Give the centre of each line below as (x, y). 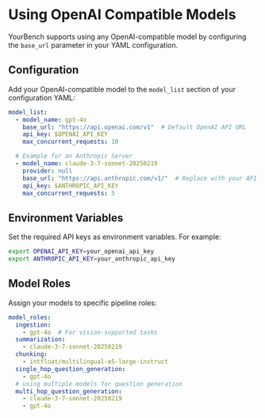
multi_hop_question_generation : (69, 391)
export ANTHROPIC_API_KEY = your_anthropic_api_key (92, 259)
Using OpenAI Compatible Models (122, 15)
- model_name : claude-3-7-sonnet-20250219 (86, 164)
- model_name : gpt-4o (51, 120)
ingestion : (33, 325)
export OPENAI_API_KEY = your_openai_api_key (81, 252)
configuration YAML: (42, 98)
